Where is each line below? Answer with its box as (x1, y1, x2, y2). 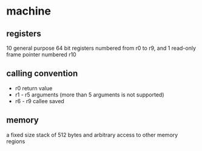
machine (6, 4, 52, 18)
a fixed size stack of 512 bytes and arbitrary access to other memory (6, 131, 178, 138)
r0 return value (15, 84, 53, 92)
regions (6, 138, 25, 145)
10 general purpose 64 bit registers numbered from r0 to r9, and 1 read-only (6, 44, 196, 52)
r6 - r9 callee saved (15, 97, 65, 104)
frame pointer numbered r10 (6, 51, 77, 58)
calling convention (6, 69, 78, 79)
